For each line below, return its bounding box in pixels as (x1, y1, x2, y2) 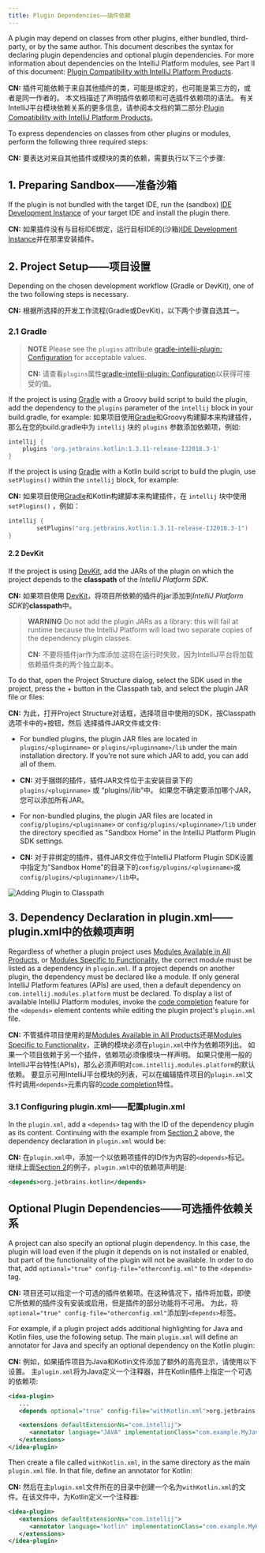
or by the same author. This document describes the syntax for (28, 41, 234, 51)
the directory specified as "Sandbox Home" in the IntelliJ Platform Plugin (19, 828, 256, 837)
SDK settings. (19, 836, 65, 846)
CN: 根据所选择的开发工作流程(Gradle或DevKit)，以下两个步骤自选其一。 (8, 306, 244, 316)
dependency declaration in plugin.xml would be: (8, 1136, 166, 1146)
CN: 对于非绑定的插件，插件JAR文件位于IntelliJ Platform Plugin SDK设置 (19, 853, 254, 861)
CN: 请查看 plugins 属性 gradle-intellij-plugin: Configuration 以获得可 (27, 369, 244, 378)
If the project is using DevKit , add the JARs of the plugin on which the (8, 566, 234, 576)
